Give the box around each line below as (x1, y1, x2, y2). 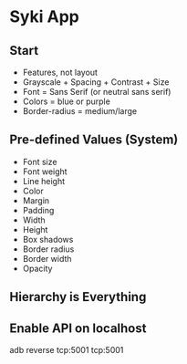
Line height (22, 175, 66, 186)
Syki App (9, 6, 79, 27)
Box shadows (22, 234, 74, 244)
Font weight (22, 166, 68, 177)
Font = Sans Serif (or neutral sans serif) (22, 87, 171, 97)
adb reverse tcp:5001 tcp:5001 (9, 345, 124, 356)
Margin (22, 194, 50, 206)
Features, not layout (22, 67, 99, 78)
